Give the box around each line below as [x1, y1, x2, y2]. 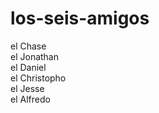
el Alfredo [10, 93, 51, 105]
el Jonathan [10, 50, 59, 62]
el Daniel [10, 61, 47, 73]
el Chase [10, 40, 47, 52]
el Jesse [10, 82, 45, 94]
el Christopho [10, 72, 67, 84]
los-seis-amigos [10, 7, 150, 30]
